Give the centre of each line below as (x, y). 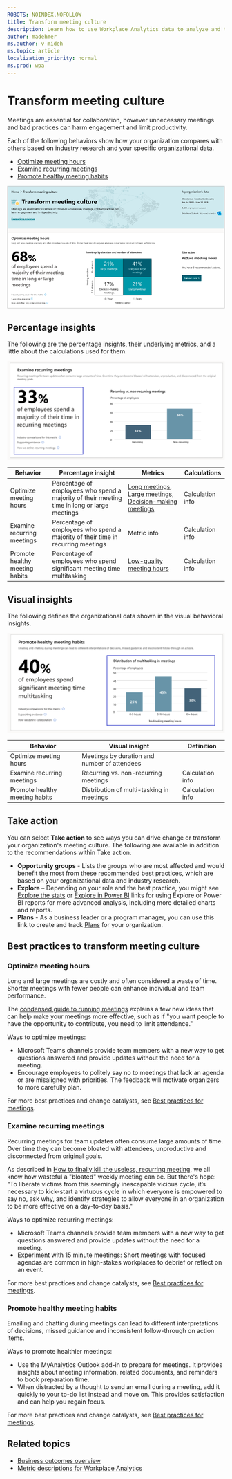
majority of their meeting (87, 497)
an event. (30, 1269)
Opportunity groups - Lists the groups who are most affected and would (121, 865)
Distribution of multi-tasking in (125, 790)
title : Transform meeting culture (57, 22)
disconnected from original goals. (55, 1156)
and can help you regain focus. (61, 1402)
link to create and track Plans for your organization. (90, 924)
